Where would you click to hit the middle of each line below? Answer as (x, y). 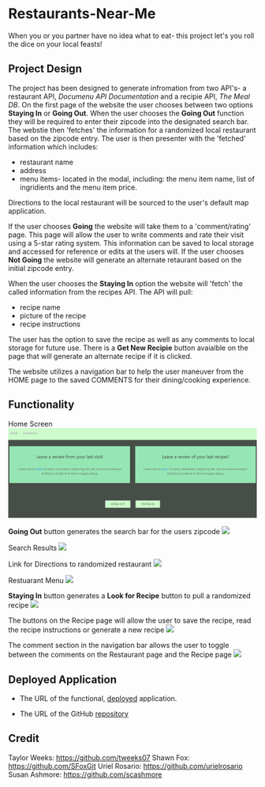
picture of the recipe (53, 315)
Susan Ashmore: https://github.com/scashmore (85, 774)
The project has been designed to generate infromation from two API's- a (127, 88)
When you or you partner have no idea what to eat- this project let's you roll (131, 36)
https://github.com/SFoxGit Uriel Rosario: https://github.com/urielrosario (125, 766)
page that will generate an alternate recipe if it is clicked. (100, 356)
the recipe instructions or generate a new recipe (86, 630)
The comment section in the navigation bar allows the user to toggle (119, 646)
